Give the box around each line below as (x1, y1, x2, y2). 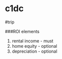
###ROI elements (5, 28, 40, 34)
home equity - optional (12, 43, 58, 49)
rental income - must (12, 38, 54, 44)
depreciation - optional (12, 48, 58, 54)
